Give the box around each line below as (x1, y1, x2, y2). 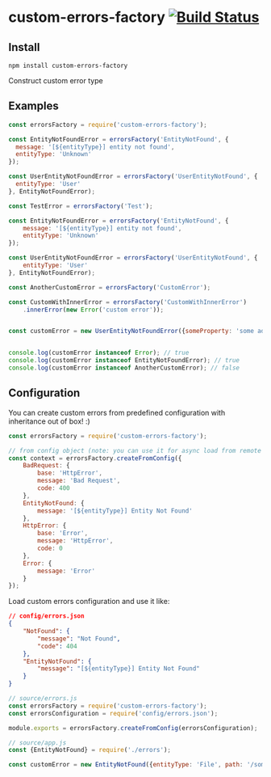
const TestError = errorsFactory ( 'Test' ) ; (8, 202, 153, 210)
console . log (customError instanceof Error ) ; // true (8, 348, 190, 357)
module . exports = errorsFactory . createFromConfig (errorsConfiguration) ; (8, 724, 258, 732)
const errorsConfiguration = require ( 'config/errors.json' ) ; (8, 709, 219, 717)
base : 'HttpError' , (37, 469, 103, 477)
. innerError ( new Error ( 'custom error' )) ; (23, 306, 164, 314)
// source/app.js (8, 738, 67, 747)
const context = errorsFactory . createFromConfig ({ (8, 454, 182, 462)
